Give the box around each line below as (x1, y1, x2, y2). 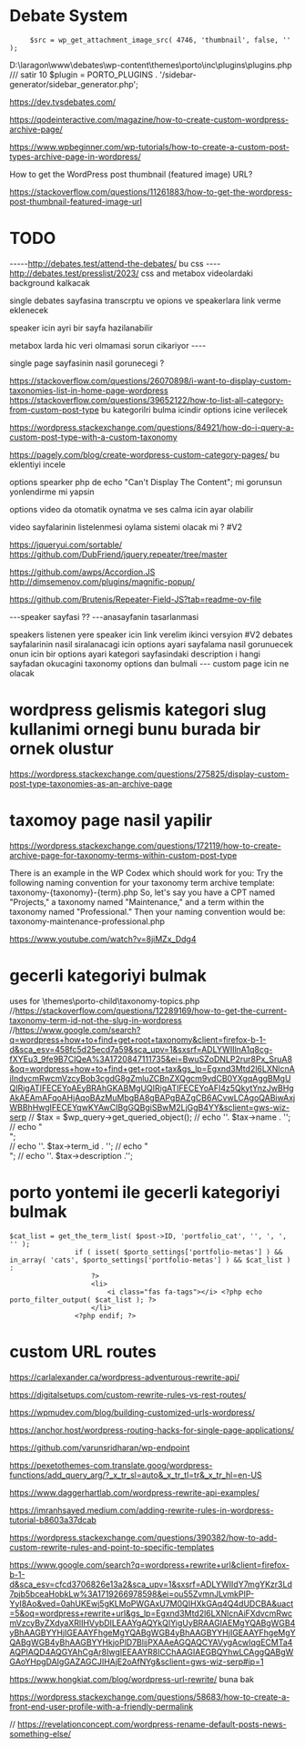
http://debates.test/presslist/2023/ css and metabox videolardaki (9, 268, 253, 279)
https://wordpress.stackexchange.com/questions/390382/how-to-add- (9, 1531, 278, 1543)
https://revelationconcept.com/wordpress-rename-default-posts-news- (17, 1718, 287, 1730)
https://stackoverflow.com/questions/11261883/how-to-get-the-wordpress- (9, 186, 293, 197)
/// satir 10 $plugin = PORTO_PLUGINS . (9, 69, 158, 80)
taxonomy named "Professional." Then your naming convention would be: (9, 906, 286, 917)
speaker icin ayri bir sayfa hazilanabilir (9, 322, 153, 333)
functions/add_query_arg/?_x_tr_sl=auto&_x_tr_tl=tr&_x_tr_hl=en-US (9, 1469, 262, 1480)
